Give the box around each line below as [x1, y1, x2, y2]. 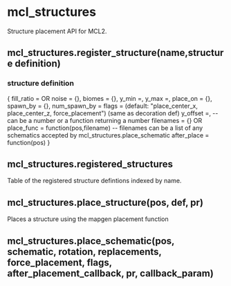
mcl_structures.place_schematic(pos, [7, 235, 175, 247]
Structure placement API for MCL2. [7, 27, 107, 35]
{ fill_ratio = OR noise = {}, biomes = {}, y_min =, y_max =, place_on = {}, [7, 94, 212, 102]
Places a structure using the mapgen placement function [7, 215, 169, 223]
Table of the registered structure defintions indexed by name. [7, 177, 182, 185]
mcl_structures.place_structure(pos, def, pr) [7, 196, 204, 208]
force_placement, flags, [7, 256, 112, 268]
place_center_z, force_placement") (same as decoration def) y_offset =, [7, 108, 211, 117]
